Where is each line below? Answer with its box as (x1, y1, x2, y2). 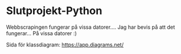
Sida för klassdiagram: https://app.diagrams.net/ (6, 41, 124, 48)
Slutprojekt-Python (6, 4, 103, 18)
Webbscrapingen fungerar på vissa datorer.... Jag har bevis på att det (6, 23, 175, 31)
